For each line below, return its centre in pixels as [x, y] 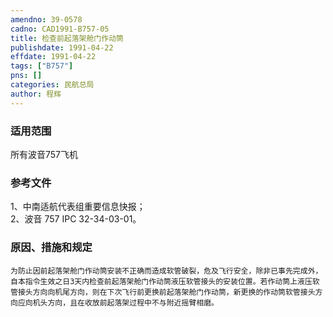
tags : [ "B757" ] [42, 66]
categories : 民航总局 [52, 85]
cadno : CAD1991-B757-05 [60, 29]
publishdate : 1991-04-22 [62, 47]
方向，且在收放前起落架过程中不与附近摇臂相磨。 [133, 302]
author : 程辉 [36, 94]
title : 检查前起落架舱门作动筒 [67, 38]
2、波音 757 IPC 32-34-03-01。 [76, 219]
